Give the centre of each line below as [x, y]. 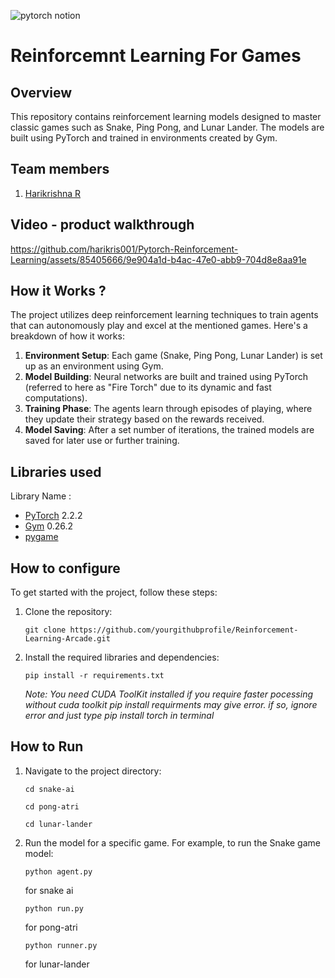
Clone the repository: [68, 612]
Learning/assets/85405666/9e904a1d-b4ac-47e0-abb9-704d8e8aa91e [158, 259]
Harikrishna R [53, 193]
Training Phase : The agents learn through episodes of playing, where [168, 409]
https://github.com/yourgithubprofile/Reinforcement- [184, 630]
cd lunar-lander [58, 824]
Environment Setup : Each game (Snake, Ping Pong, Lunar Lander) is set [173, 356]
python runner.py [61, 945]
